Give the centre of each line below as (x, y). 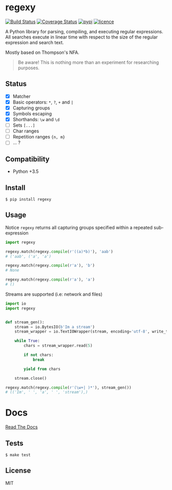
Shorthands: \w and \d (36, 119)
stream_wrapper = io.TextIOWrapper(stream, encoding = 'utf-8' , (82, 332)
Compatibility (27, 159)
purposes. (29, 68)
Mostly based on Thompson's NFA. (42, 52)
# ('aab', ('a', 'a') (28, 256)
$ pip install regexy (28, 199)
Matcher (21, 96)
